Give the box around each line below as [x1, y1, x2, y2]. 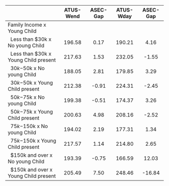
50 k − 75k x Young [10, 108, 53, 115]
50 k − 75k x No [10, 94, 45, 100]
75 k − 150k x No [10, 123, 48, 130]
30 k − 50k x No [10, 65, 45, 72]
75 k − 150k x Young [10, 137, 56, 144]
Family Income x [8, 21, 47, 28]
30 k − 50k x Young [10, 79, 53, 86]
